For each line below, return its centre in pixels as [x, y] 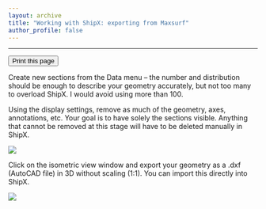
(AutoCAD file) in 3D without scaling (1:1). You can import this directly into [128, 173]
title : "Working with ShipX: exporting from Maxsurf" [99, 23]
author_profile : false [46, 30]
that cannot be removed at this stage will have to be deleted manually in [125, 127]
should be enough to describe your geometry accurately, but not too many [130, 86]
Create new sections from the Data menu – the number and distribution [124, 78]
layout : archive [35, 15]
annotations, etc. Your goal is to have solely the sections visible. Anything [128, 118]
